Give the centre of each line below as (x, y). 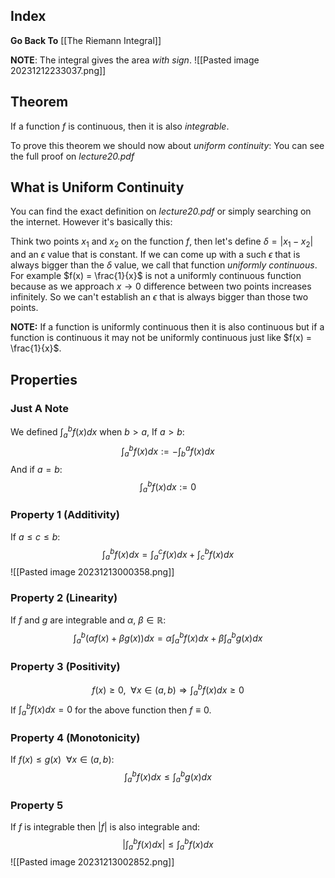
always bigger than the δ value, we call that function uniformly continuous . (164, 265)
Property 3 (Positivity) (65, 666)
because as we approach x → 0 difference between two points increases (161, 286)
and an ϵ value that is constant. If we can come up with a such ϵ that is (155, 255)
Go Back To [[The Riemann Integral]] (86, 40)
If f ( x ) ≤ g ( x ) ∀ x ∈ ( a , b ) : (62, 760)
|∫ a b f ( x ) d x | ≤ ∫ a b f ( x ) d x (168, 845)
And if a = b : (36, 469)
